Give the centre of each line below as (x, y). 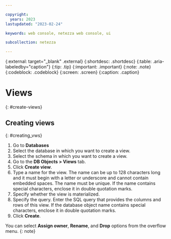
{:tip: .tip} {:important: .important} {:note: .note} (101, 67)
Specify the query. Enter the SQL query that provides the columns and (87, 199)
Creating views (30, 123)
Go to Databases (31, 145)
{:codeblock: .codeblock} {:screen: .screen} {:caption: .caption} (72, 73)
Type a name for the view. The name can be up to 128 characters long (86, 172)
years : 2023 (23, 19)
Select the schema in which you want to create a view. (70, 156)
